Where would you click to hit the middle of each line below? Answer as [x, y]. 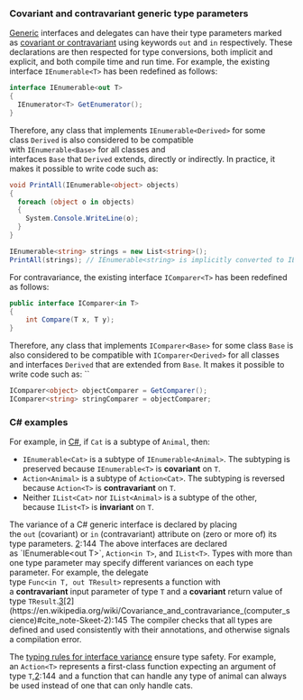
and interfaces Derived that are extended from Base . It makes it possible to [147, 365]
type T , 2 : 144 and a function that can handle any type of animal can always [148, 676]
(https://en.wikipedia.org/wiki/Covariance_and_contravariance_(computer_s [150, 611]
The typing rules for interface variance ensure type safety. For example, [143, 657]
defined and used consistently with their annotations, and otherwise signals [150, 630]
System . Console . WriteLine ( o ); [83, 219]
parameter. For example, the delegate [79, 573]
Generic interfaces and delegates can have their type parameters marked [146, 33]
